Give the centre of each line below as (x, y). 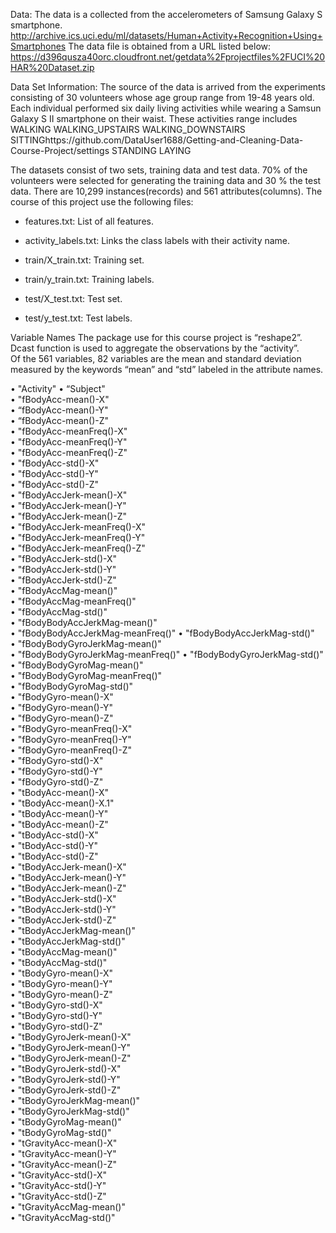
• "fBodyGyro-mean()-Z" (62, 718)
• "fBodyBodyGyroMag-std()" (72, 686)
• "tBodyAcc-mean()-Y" (59, 813)
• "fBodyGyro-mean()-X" (62, 697)
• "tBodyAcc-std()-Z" (54, 856)
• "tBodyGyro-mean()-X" (62, 973)
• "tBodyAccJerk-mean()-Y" (68, 877)
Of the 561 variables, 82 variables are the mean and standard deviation (156, 358)
